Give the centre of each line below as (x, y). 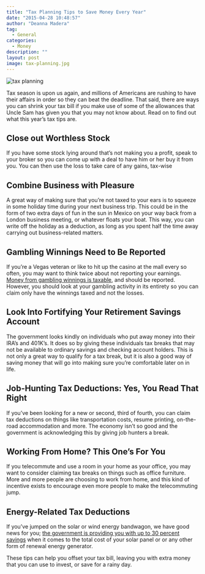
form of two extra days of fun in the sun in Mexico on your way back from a (102, 213)
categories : (21, 41)
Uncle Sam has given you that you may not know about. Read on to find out (101, 112)
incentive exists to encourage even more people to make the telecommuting (102, 486)
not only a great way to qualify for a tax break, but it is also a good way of (99, 356)
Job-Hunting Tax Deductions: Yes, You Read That (102, 388)
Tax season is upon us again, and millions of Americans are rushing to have (102, 93)
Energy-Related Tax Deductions (68, 512)
